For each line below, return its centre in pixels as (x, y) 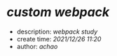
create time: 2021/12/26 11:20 (59, 38)
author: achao (37, 46)
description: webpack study (57, 31)
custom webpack (58, 12)
